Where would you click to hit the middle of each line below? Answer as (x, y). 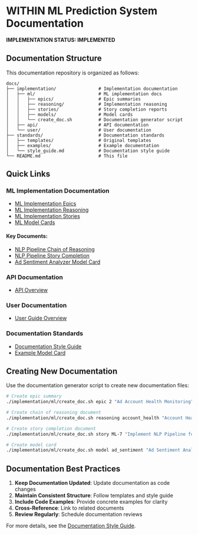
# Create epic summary (34, 396)
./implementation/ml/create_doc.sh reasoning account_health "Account (95, 418)
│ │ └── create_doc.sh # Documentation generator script (95, 119)
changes (25, 489)
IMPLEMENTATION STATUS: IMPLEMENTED (61, 40)
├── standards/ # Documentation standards (85, 135)
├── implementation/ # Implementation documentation (92, 89)
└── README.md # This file (67, 156)
